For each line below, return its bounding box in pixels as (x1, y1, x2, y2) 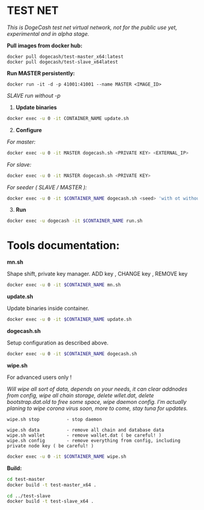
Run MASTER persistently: (7, 69, 75, 76)
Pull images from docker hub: (7, 42, 83, 49)
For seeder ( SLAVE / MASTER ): (7, 183, 87, 191)
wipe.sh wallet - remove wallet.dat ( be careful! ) (7, 432, 162, 438)
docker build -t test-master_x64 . (7, 481, 97, 488)
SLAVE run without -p (7, 92, 61, 99)
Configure (15, 126, 42, 133)
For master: (7, 138, 36, 146)
